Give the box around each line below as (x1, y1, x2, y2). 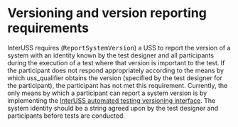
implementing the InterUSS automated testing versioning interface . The (7, 96, 216, 104)
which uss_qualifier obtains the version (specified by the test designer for (7, 73, 222, 82)
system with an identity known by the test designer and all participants (7, 51, 215, 60)
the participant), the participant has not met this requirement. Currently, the (7, 81, 228, 89)
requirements (7, 20, 89, 36)
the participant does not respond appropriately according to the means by (7, 66, 225, 74)
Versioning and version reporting (7, 5, 207, 21)
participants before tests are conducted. (7, 111, 126, 120)
